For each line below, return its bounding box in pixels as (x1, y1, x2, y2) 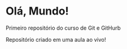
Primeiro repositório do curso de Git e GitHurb (5, 24, 121, 31)
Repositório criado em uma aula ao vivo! (5, 36, 106, 43)
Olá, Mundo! (5, 4, 69, 18)
